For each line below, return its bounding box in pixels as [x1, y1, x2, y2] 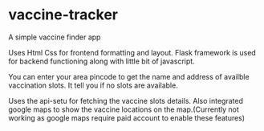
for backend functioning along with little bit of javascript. [8, 56, 195, 66]
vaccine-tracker [8, 6, 119, 24]
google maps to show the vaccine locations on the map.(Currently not [8, 104, 239, 114]
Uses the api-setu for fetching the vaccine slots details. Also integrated [8, 96, 243, 105]
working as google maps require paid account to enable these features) [8, 113, 246, 122]
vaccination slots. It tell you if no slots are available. [8, 80, 178, 90]
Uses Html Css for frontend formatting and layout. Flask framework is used [8, 47, 257, 57]
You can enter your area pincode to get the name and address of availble [8, 72, 250, 81]
